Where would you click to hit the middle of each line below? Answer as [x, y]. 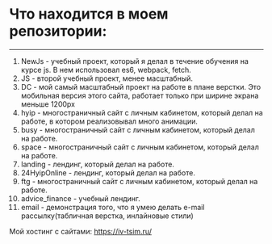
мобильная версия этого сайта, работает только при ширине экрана [140, 95]
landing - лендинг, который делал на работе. [97, 164]
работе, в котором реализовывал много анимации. [109, 121]
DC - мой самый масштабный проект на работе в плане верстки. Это [141, 86]
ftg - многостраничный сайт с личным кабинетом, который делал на [139, 181]
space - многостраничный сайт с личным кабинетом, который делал [140, 147]
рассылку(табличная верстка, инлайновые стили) [107, 216]
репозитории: [58, 31]
